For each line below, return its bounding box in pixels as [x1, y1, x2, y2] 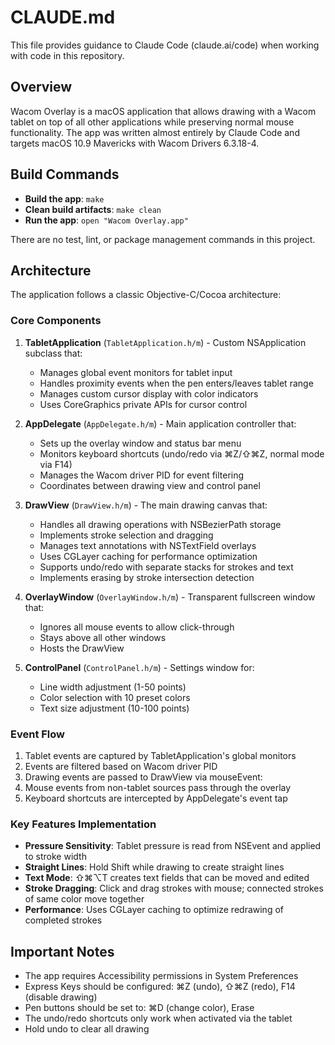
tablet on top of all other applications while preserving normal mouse [10, 116, 295, 128]
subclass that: [24, 347, 83, 359]
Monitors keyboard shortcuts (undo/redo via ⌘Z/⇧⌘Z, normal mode [39, 447, 325, 460]
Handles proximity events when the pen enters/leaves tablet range [39, 377, 314, 389]
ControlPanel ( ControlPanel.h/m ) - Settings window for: [24, 661, 255, 673]
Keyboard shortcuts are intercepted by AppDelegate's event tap [24, 792, 288, 804]
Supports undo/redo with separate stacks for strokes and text [39, 561, 294, 573]
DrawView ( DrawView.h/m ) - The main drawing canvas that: [24, 499, 268, 511]
